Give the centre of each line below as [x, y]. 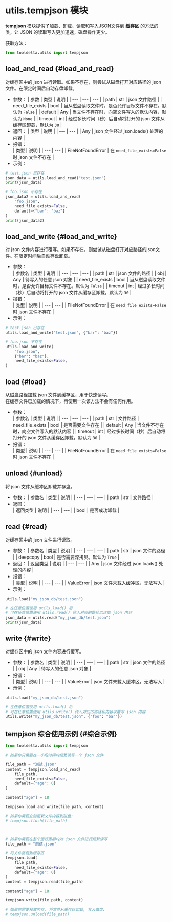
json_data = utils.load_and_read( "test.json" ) [56, 178]
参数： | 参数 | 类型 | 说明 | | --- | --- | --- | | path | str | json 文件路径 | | [87, 99]
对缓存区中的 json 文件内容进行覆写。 [45, 651]
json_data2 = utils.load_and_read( [43, 197]
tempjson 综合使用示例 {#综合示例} [61, 734]
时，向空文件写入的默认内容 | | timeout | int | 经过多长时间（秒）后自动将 [89, 431]
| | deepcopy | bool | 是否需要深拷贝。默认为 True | [66, 557]
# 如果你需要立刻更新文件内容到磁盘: [39, 816]
